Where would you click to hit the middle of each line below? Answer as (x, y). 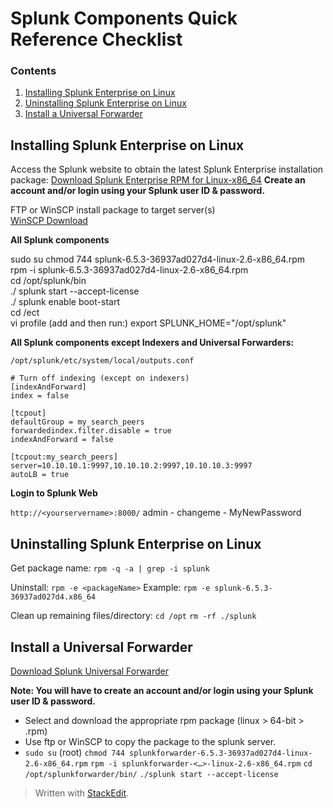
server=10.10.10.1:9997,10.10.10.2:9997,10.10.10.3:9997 (131, 466)
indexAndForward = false (62, 440)
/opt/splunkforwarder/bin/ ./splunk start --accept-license (151, 774)
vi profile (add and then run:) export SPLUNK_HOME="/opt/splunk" (148, 323)
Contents (33, 71)
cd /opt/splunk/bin (48, 281)
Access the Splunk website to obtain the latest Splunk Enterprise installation (167, 169)
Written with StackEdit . (82, 793)
